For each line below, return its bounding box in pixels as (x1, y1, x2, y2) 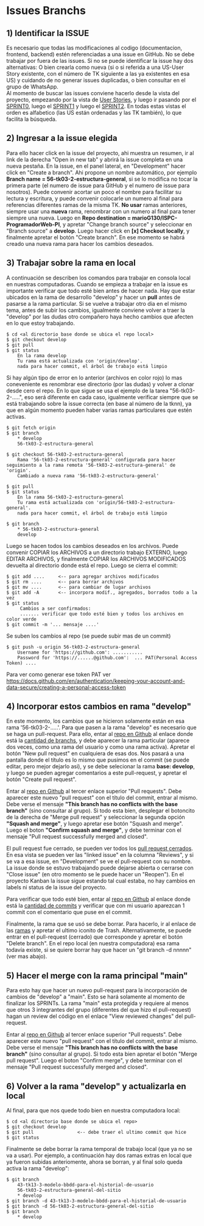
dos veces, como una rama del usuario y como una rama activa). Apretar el (6, 743, 195, 751)
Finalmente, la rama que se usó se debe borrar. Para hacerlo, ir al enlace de (6, 920, 196, 928)
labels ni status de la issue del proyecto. (6, 884, 107, 891)
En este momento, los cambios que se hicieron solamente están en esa (6, 718, 185, 725)
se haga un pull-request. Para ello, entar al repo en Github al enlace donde (6, 730, 194, 738)
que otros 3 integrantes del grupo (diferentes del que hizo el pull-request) (6, 1006, 192, 1014)
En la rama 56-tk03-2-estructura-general (17, 494, 124, 500)
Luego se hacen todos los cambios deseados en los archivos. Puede (6, 542, 178, 549)
